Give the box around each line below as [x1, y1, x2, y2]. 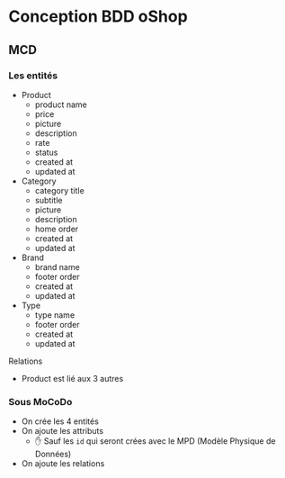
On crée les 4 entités [21, 416, 100, 427]
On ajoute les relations [21, 458, 105, 469]
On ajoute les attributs [21, 426, 104, 437]
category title [34, 185, 85, 195]
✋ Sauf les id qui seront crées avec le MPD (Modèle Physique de [34, 436, 276, 446]
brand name [34, 261, 80, 272]
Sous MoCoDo [8, 395, 73, 408]
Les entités [8, 69, 58, 82]
